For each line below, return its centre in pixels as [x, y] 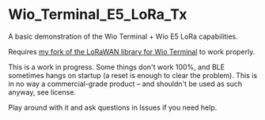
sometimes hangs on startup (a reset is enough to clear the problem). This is [133, 75]
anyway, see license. [42, 92]
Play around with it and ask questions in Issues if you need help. [113, 107]
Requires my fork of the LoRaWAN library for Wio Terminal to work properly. [132, 51]
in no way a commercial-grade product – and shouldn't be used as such [125, 84]
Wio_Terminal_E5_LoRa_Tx [98, 15]
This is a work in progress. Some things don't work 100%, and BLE [117, 67]
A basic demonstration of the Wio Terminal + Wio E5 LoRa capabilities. [123, 36]
